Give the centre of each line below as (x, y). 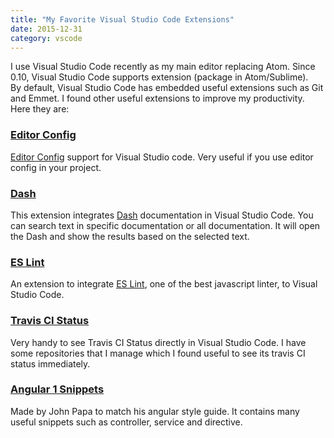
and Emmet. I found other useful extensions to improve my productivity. (157, 98)
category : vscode (46, 38)
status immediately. (50, 363)
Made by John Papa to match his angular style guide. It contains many (155, 411)
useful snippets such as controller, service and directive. (126, 422)
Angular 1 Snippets (57, 389)
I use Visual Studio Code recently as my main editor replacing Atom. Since (163, 67)
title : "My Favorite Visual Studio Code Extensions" (122, 19)
